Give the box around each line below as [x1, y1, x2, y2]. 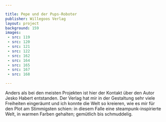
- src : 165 [7, 63, 30, 68]
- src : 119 [7, 35, 30, 40]
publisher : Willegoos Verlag [5, 16, 66, 21]
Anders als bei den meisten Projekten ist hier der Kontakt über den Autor [5, 90, 155, 96]
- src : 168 [7, 72, 30, 77]
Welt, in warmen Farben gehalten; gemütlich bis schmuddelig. [5, 111, 133, 117]
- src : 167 [7, 67, 30, 72]
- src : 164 [7, 58, 30, 63]
